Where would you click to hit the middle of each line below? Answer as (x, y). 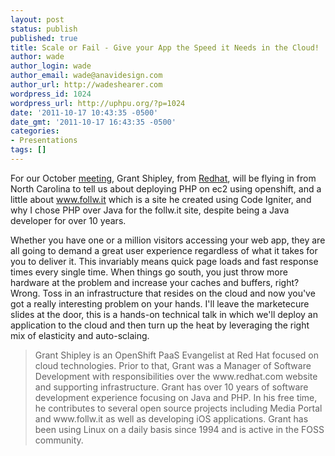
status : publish (44, 29)
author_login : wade (51, 66)
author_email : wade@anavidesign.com (86, 76)
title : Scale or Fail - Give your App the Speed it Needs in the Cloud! (165, 47)
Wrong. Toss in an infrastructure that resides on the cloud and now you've (163, 293)
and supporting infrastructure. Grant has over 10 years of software (171, 387)
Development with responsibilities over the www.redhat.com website (176, 376)
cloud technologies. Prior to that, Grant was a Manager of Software (173, 365)
